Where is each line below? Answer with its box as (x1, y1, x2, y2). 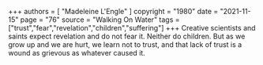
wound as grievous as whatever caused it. (8, 49, 146, 57)
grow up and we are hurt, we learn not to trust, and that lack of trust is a (8, 40, 242, 49)
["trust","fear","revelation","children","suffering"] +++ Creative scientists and (8, 23, 256, 32)
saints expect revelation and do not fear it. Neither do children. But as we (8, 31, 246, 41)
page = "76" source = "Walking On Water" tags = (20, 15, 180, 24)
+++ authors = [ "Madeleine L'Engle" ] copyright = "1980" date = (8, 7, 219, 16)
